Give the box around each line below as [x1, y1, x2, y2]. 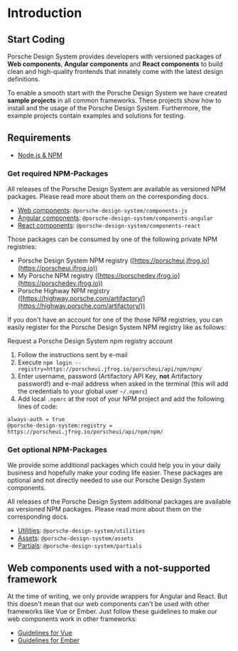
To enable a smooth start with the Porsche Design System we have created [7, 89, 227, 97]
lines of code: [17, 402, 58, 411]
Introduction [7, 5, 82, 21]
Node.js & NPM [17, 151, 63, 159]
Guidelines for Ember [17, 636, 80, 645]
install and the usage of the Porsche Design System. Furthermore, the [7, 104, 212, 112]
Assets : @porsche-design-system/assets [17, 534, 134, 542]
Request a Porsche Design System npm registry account [7, 337, 173, 346]
